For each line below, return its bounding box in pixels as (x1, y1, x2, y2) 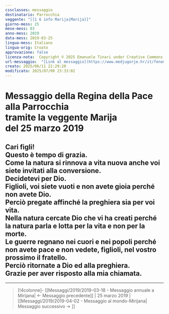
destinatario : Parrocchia (5, 12, 59, 17)
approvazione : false (5, 50, 49, 55)
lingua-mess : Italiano (5, 40, 53, 46)
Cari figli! (5, 143, 35, 151)
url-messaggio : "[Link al (5, 59, 62, 64)
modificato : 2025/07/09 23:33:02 (5, 69, 75, 74)
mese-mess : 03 (5, 26, 35, 31)
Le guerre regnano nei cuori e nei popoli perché (5, 237, 157, 246)
